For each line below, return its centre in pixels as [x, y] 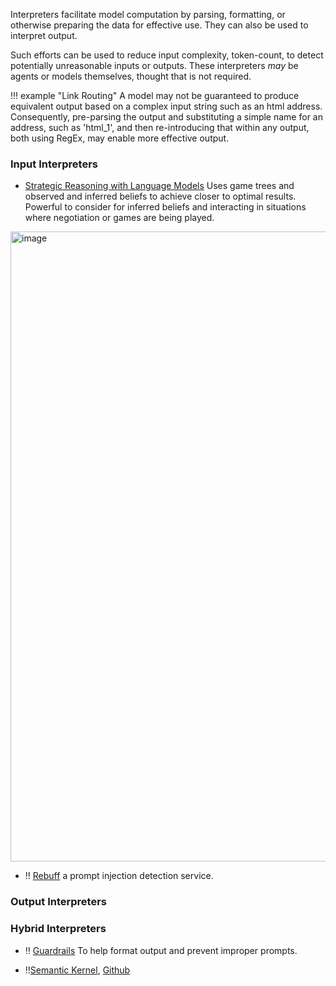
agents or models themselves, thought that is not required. [131, 76]
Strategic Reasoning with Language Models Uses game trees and [159, 186]
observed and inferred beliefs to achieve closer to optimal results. [160, 196]
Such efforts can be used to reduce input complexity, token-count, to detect [167, 55]
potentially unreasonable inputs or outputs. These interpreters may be [154, 65]
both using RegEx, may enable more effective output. [120, 138]
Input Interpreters [54, 164]
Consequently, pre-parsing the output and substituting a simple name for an [166, 117]
